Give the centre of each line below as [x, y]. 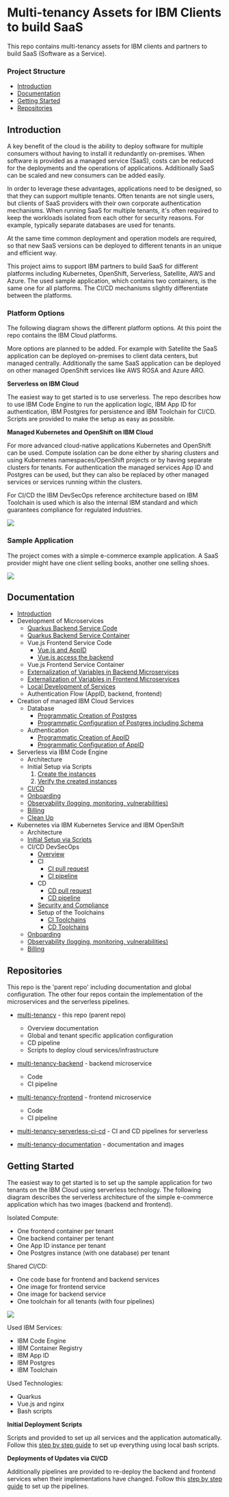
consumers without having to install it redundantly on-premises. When [106, 154]
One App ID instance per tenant [61, 1246]
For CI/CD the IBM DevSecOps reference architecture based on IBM [103, 495]
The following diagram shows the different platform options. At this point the [114, 328]
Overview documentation [63, 1028]
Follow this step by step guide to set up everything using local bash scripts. [113, 1445]
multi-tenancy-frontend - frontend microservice [84, 1097]
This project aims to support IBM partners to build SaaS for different [103, 266]
